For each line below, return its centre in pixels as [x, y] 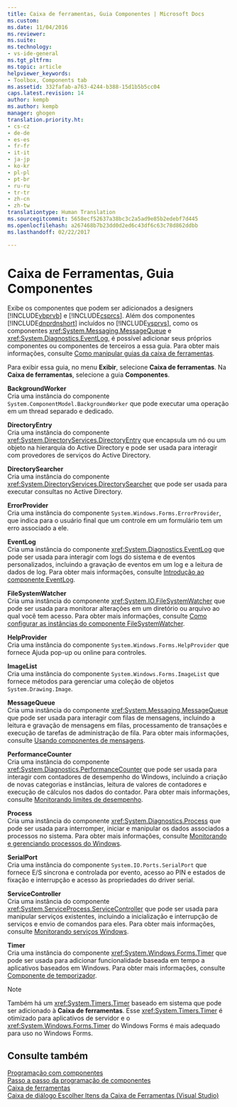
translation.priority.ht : [45, 119]
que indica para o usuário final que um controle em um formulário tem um [115, 520]
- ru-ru [19, 186]
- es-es [19, 139]
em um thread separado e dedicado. [61, 411]
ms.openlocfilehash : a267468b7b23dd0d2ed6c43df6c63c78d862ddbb [103, 225]
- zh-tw [19, 206]
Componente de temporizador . [52, 975]
